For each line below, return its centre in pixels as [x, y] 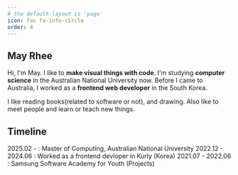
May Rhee [30, 56]
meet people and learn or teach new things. [71, 109]
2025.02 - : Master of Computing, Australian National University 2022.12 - [115, 148]
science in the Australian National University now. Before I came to [106, 80]
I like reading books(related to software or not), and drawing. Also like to [113, 102]
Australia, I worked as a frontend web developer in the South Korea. [108, 88]
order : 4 [20, 27]
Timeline [27, 131]
